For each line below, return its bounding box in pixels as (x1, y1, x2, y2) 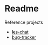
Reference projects (4, 19, 43, 25)
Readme (4, 3, 39, 14)
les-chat (11, 29, 29, 35)
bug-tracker (11, 34, 36, 40)
